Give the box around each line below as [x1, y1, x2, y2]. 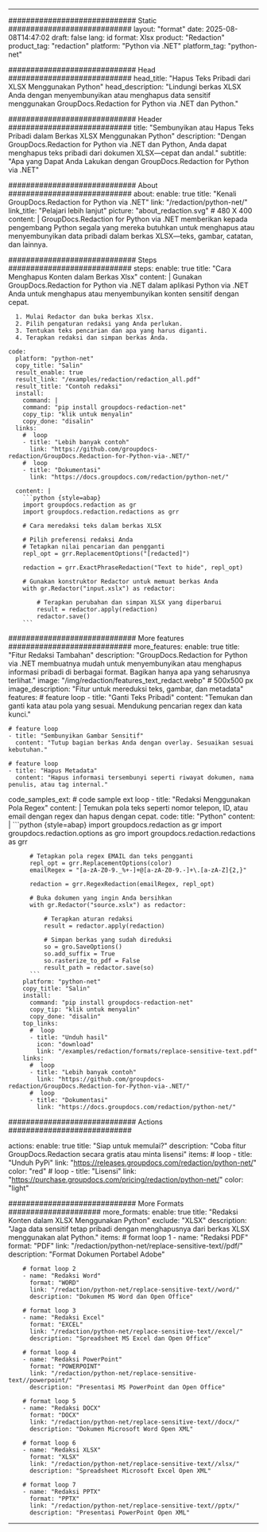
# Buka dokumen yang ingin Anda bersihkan [29, 894, 172, 902]
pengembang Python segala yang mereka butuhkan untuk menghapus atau [8, 223, 255, 232]
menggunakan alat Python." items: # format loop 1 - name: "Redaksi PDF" [8, 1233, 249, 1242]
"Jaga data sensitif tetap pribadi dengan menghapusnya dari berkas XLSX [8, 1224, 250, 1233]
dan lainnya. [8, 240, 48, 249]
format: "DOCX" [29, 1411, 80, 1419]
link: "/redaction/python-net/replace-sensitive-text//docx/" [29, 1418, 240, 1426]
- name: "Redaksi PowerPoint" [22, 1355, 123, 1363]
